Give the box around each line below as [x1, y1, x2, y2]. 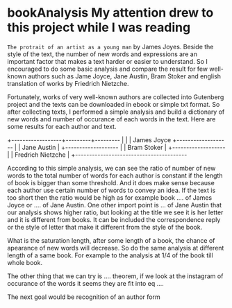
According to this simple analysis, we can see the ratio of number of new [7, 164, 216, 172]
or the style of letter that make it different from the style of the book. [7, 223, 203, 231]
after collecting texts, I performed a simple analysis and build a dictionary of [7, 108, 225, 116]
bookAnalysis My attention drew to [7, 5, 214, 21]
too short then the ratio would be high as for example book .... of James [7, 193, 213, 202]
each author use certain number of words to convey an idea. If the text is [7, 186, 216, 194]
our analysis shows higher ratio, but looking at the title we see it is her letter [7, 208, 224, 216]
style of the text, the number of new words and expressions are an [7, 50, 198, 58]
